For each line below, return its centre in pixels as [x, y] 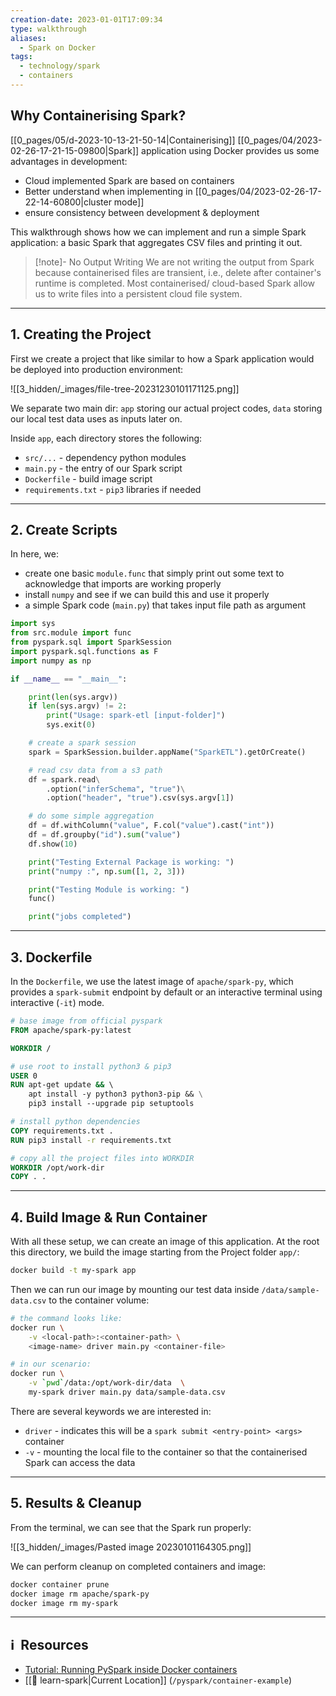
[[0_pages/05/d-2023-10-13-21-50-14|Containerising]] [123, 140]
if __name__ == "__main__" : [69, 679]
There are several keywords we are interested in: [111, 1411]
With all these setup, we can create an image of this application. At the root [165, 1242]
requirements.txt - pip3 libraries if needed [113, 489]
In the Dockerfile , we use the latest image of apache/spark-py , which [152, 981]
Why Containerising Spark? [98, 116]
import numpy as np [51, 661]
